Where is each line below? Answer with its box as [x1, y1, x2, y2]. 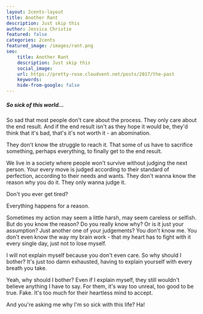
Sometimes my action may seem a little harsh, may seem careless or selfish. [6, 214, 197, 221]
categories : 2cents [6, 37, 56, 43]
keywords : [17, 77, 42, 83]
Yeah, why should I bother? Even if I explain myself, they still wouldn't [6, 276, 180, 283]
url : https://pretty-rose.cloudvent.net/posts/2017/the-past [17, 71, 175, 77]
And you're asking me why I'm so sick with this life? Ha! [6, 301, 145, 308]
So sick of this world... [6, 101, 64, 108]
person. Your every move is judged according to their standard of [6, 165, 170, 173]
